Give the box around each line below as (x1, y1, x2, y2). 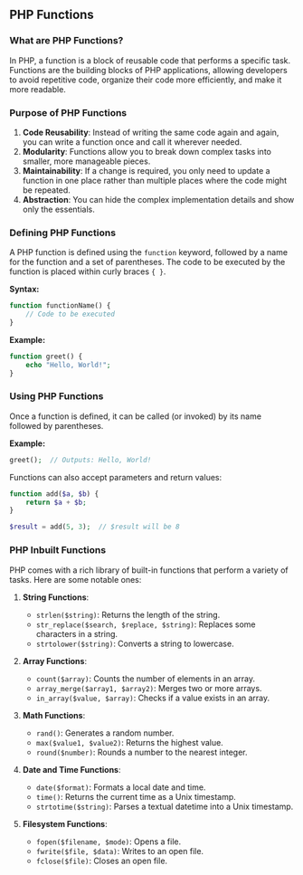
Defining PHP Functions (9, 226, 116, 239)
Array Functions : (22, 655, 88, 666)
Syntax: (9, 284, 40, 295)
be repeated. (22, 185, 71, 195)
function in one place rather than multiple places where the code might (22, 175, 288, 185)
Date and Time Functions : (22, 764, 121, 775)
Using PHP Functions (9, 390, 104, 403)
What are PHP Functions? (9, 34, 124, 47)
